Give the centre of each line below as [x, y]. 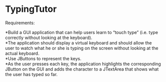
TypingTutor [31, 9]
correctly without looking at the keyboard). [49, 38]
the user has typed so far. [32, 74]
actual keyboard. [22, 53]
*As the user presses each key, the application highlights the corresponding [83, 64]
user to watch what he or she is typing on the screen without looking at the [82, 48]
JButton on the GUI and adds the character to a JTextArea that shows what [82, 69]
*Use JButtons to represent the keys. [43, 58]
